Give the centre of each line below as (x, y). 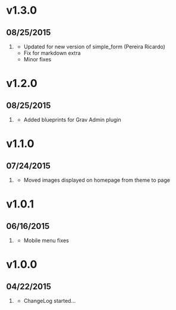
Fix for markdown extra (52, 53)
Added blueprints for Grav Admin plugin (73, 120)
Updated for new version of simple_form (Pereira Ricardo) (94, 46)
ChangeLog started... (50, 301)
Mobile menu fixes (46, 240)
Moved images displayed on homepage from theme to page (97, 180)
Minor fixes (37, 59)
